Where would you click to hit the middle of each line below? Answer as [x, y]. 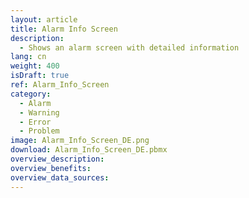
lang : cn [28, 57]
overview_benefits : [51, 168]
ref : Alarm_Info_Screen [60, 85]
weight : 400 [35, 66]
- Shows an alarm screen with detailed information [129, 47]
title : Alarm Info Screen [64, 29]
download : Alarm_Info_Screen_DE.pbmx [89, 150]
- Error [35, 122]
